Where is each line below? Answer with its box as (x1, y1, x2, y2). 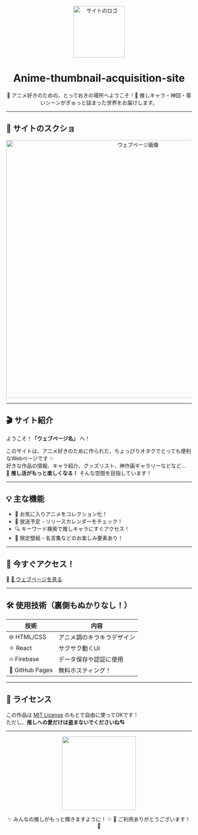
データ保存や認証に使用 (58, 655, 124, 663)
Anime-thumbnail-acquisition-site (13, 71, 185, 85)
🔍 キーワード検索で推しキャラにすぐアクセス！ (14, 525, 130, 532)
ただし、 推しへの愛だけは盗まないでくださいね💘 (6, 718, 125, 725)
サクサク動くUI (58, 645, 100, 652)
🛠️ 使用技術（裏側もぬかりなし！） (6, 600, 132, 610)
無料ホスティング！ (58, 666, 112, 675)
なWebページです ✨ (6, 455, 54, 462)
